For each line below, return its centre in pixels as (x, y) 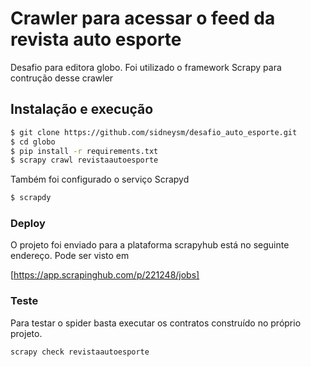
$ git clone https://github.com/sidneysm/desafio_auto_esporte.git (154, 132)
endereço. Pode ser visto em (70, 256)
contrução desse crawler (62, 78)
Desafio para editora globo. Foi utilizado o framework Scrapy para (146, 67)
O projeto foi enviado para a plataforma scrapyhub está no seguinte (150, 245)
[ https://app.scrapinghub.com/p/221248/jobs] (105, 275)
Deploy (28, 224)
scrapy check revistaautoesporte (80, 352)
